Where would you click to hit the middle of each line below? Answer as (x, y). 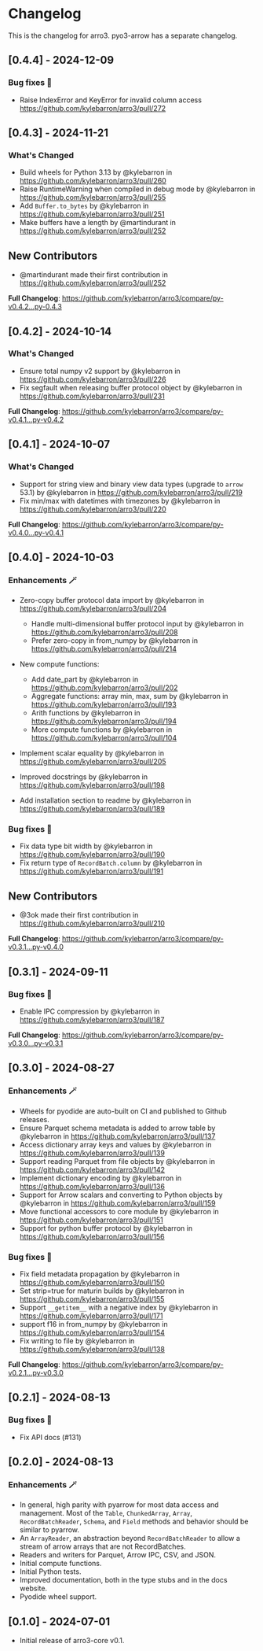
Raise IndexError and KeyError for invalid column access (111, 100)
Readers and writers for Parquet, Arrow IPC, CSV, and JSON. (117, 1555)
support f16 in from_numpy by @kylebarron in (93, 1324)
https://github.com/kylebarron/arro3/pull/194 (104, 722)
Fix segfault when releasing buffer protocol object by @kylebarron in (131, 387)
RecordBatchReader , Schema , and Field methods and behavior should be (134, 1522)
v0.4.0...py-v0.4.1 (36, 533)
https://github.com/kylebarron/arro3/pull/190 (92, 855)
